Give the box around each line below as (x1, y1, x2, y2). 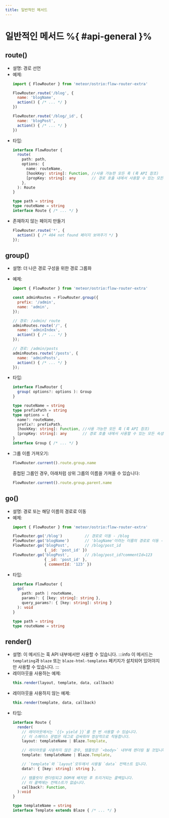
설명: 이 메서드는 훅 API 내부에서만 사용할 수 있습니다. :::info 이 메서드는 (12, 651, 153, 658)
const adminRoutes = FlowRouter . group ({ (12, 295, 99, 300)
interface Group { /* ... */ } (12, 441, 78, 446)
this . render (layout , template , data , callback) (12, 680, 115, 685)
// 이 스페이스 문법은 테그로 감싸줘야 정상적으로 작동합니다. (22, 734, 131, 739)
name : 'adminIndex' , (17, 328, 60, 333)
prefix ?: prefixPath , (17, 422, 63, 427)
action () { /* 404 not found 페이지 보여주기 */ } (17, 232, 118, 237)
